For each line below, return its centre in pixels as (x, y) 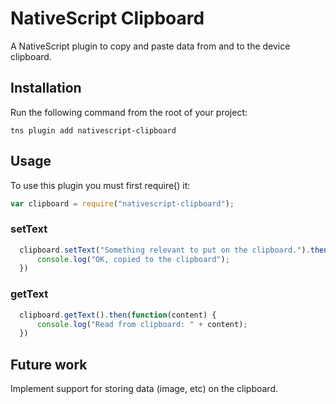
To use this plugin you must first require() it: (100, 185)
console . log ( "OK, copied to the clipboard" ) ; (133, 259)
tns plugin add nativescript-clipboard (93, 130)
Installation (46, 88)
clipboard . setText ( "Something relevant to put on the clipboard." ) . (165, 250)
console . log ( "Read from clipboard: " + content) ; (142, 324)
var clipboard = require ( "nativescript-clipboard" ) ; (122, 203)
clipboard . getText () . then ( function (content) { (118, 315)
